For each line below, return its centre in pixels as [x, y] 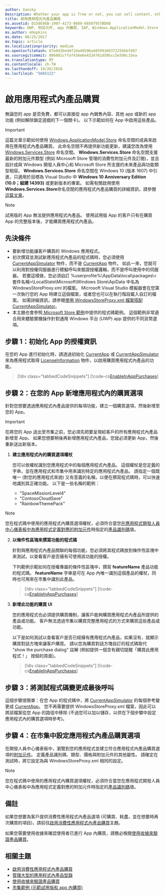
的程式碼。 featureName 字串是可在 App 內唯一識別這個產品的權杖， [82, 573]
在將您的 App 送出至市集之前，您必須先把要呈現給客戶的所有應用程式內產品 [82, 432]
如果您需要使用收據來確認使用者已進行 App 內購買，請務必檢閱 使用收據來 [79, 833]
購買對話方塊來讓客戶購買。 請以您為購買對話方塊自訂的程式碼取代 [80, 644]
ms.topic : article [24, 42]
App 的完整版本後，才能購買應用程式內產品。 [51, 221]
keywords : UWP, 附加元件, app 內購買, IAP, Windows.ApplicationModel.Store [82, 28]
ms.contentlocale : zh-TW [30, 64]
